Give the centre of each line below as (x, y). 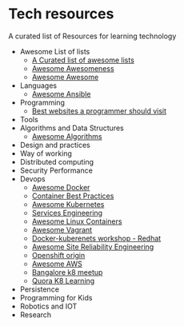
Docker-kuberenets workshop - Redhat (96, 238)
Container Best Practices (73, 196)
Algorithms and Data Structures (72, 128)
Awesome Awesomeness (73, 68)
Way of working (46, 153)
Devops (32, 179)
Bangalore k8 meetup (67, 272)
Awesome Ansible (61, 93)
